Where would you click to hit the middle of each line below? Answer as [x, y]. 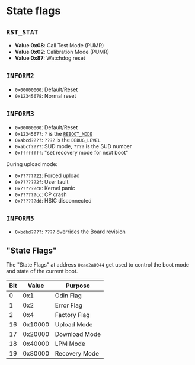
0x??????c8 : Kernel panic [45, 188]
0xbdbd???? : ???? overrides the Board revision [70, 232]
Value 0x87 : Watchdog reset [50, 58]
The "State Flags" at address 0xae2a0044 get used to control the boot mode [98, 265]
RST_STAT [22, 32]
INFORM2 [20, 76]
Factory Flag [72, 315]
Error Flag [69, 305]
